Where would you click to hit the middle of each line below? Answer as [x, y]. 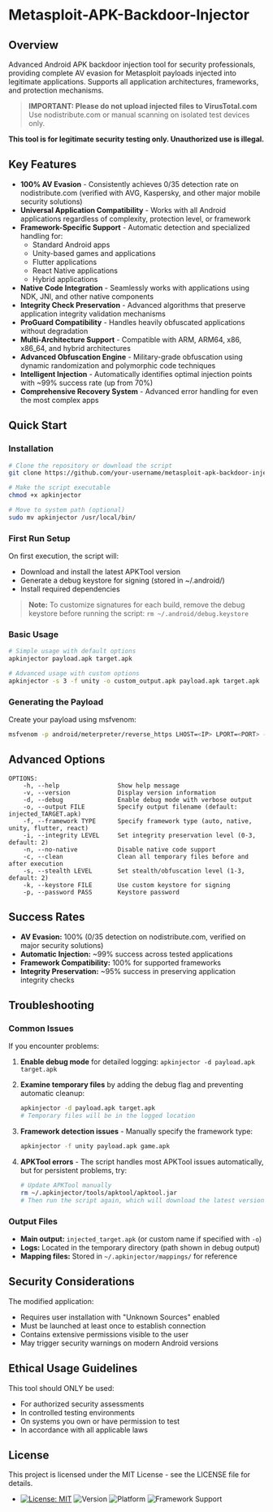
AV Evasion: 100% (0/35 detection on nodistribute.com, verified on [133, 937]
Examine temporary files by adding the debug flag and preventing [132, 1085]
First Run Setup [39, 538]
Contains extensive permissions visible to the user [104, 1334]
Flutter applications [65, 262]
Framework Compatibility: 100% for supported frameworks [121, 962]
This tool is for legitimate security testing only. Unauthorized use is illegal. [136, 139]
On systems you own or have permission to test [100, 1421]
